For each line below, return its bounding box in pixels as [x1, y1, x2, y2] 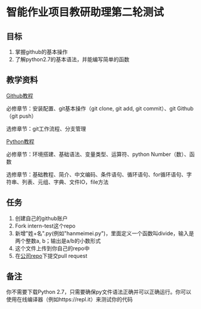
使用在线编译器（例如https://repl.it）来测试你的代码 [6, 296, 133, 303]
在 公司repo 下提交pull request [14, 252, 88, 259]
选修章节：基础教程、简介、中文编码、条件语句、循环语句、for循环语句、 [6, 170, 187, 178]
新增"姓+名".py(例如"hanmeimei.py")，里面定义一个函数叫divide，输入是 [14, 229, 194, 237]
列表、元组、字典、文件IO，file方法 [22, 178, 109, 185]
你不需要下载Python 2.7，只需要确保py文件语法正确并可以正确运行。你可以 [6, 289, 191, 296]
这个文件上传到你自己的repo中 [14, 244, 90, 252]
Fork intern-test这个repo [14, 222, 76, 229]
